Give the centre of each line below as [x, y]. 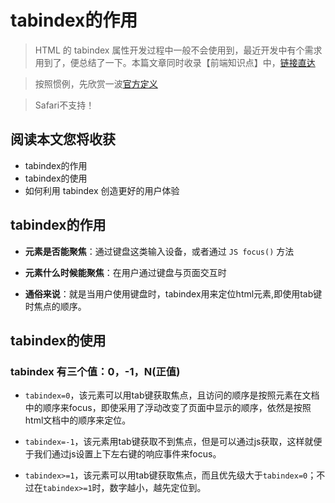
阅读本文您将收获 [63, 139]
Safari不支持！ [64, 105]
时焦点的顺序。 [55, 306]
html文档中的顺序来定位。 [78, 420]
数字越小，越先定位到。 [158, 488]
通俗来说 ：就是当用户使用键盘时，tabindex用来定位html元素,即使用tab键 [173, 293]
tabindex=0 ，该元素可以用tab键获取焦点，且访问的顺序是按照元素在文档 [172, 395]
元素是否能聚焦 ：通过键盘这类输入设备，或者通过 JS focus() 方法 [159, 251]
